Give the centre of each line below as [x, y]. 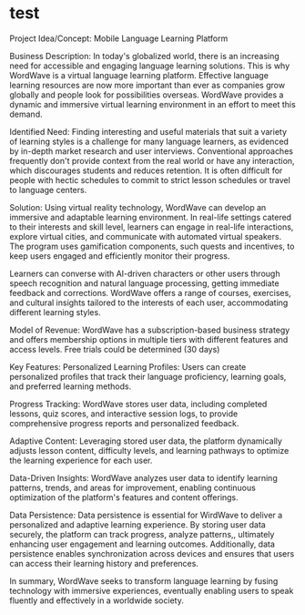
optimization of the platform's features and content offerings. [124, 497]
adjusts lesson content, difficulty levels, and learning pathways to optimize [149, 450]
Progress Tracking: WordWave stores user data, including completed [138, 404]
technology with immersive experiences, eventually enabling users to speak [152, 590]
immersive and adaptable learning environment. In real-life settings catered [151, 217]
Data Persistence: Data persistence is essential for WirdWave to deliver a [146, 515]
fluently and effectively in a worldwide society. [97, 600]
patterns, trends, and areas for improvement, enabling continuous [133, 487]
